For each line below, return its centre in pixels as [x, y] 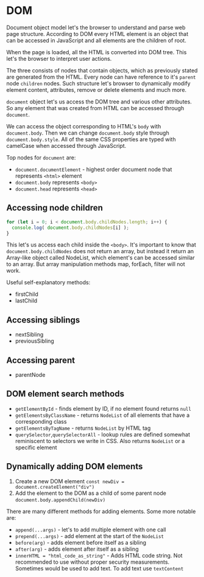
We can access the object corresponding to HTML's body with [84, 126]
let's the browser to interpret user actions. [59, 58]
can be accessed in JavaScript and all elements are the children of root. [97, 40]
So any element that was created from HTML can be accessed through [95, 108]
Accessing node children [55, 208]
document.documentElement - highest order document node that [93, 169]
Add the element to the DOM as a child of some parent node [90, 493]
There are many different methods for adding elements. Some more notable [101, 511]
